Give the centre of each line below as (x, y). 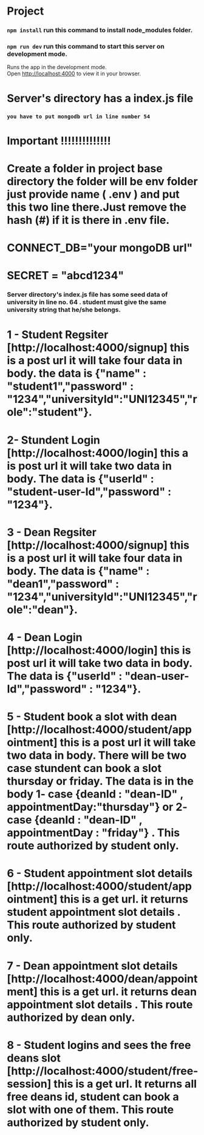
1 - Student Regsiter (58, 335)
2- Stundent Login (54, 440)
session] (29, 1084)
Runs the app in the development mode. (57, 67)
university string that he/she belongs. (64, 310)
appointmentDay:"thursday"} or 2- (97, 807)
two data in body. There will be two (97, 755)
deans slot (34, 1058)
